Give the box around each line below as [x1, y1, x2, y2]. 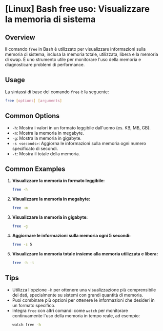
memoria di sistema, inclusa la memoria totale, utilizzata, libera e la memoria [5, 51, 159, 57]
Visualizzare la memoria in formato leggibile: [12, 178, 105, 184]
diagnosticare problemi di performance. [5, 62, 85, 67]
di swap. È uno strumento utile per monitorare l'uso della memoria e [5, 57, 142, 62]
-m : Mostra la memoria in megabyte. [12, 130, 84, 136]
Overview [5, 33, 36, 41]
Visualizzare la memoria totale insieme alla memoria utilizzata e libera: [12, 250, 158, 257]
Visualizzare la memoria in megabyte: [12, 196, 91, 202]
